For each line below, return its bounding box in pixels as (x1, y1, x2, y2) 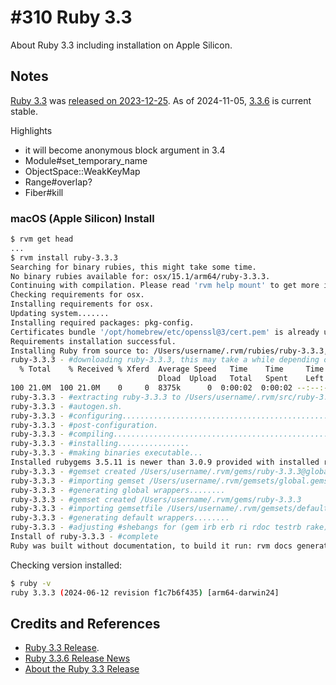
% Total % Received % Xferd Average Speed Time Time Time (19, 364, 325, 375)
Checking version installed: (10, 559, 123, 571)
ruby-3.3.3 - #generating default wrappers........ (10, 513, 230, 523)
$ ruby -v (10, 578, 52, 588)
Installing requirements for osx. (10, 299, 155, 310)
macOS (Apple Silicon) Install (10, 211, 155, 225)
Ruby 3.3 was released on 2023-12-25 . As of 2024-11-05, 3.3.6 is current (10, 94, 312, 106)
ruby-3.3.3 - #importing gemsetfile (10, 504, 163, 514)
